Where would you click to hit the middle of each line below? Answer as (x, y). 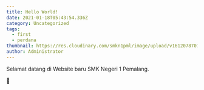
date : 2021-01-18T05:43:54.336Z (47, 18)
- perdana (24, 40)
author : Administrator (35, 52)
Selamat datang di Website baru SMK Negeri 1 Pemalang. (78, 69)
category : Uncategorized (38, 23)
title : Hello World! (32, 12)
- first (22, 35)
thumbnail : (20, 46)
